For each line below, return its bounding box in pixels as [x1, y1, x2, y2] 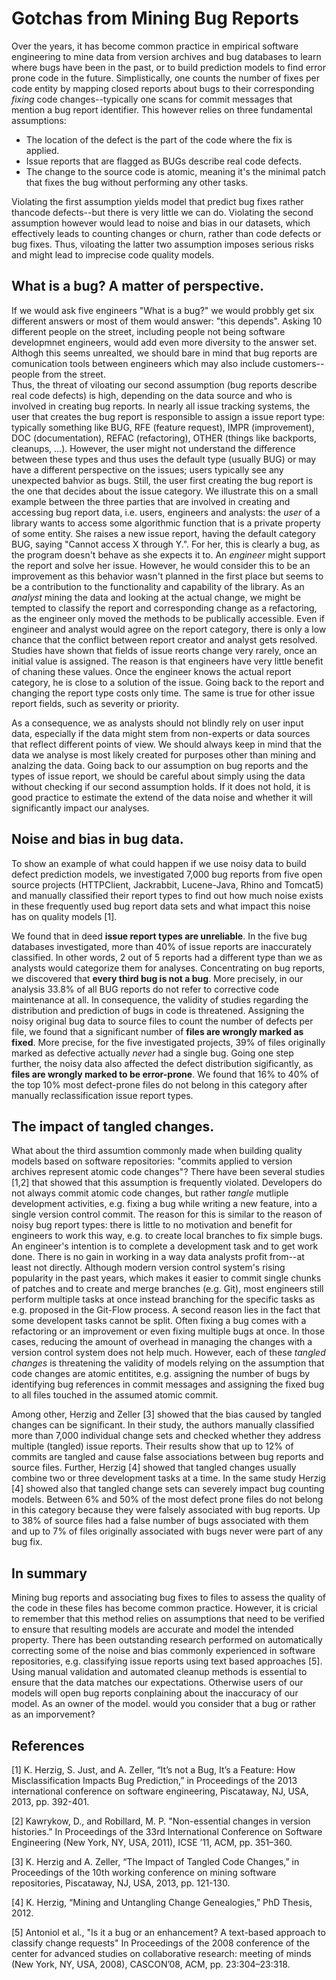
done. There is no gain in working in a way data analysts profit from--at [11, 1251, 305, 1263]
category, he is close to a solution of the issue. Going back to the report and [11, 676, 325, 688]
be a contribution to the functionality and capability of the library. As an [11, 580, 305, 592]
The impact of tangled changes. [11, 1118, 215, 1135]
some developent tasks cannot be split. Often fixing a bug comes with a [11, 1315, 307, 1327]
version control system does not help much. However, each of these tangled [11, 1347, 326, 1359]
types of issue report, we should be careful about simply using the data [11, 770, 306, 782]
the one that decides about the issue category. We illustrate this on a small [11, 485, 319, 497]
